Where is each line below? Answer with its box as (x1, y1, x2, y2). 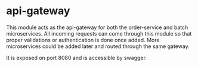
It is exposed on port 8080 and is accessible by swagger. (6, 54, 147, 61)
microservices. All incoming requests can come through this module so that (6, 30, 192, 37)
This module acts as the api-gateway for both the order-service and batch (6, 24, 188, 31)
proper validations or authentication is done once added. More (6, 36, 160, 43)
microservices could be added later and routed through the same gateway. (6, 43, 190, 50)
